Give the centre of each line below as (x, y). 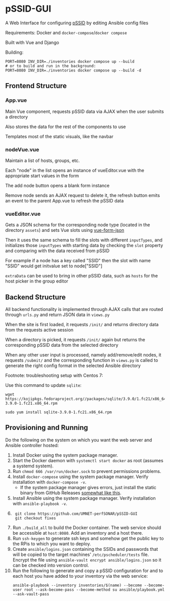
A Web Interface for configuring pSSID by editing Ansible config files (77, 23)
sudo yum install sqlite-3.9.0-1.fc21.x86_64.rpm (59, 412)
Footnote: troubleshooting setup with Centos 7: (54, 376)
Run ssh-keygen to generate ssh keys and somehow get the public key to (88, 538)
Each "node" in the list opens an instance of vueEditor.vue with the (75, 170)
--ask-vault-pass (31, 594)
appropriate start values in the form (42, 176)
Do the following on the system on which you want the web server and (79, 440)
